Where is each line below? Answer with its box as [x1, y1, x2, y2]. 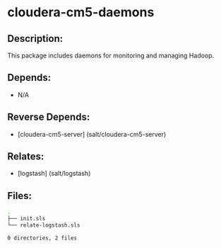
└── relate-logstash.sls [7, 222, 80, 229]
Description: [7, 33, 64, 45]
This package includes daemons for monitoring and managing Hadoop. [7, 51, 215, 60]
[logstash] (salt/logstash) [17, 169, 91, 178]
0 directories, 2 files [7, 235, 78, 242]
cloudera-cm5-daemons [7, 4, 155, 21]
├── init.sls [7, 215, 46, 222]
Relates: [7, 150, 44, 163]
